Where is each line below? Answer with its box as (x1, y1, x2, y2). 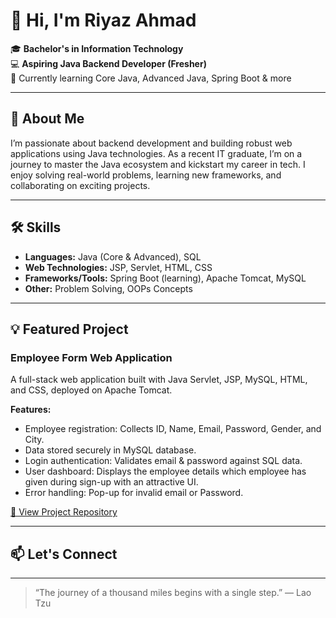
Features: (10, 404, 52, 416)
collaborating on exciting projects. (10, 179, 151, 191)
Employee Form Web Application (10, 350, 173, 364)
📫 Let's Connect (10, 545, 118, 563)
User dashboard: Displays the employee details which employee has (24, 465, 307, 478)
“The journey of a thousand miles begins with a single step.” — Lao (34, 587, 312, 599)
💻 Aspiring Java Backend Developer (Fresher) (10, 57, 207, 69)
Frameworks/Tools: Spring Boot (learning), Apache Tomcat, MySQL (24, 272, 307, 284)
